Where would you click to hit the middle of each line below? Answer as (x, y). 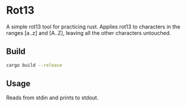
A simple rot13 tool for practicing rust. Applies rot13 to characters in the (93, 27)
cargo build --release (34, 65)
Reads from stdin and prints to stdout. (53, 98)
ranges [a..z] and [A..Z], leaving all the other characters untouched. (89, 33)
